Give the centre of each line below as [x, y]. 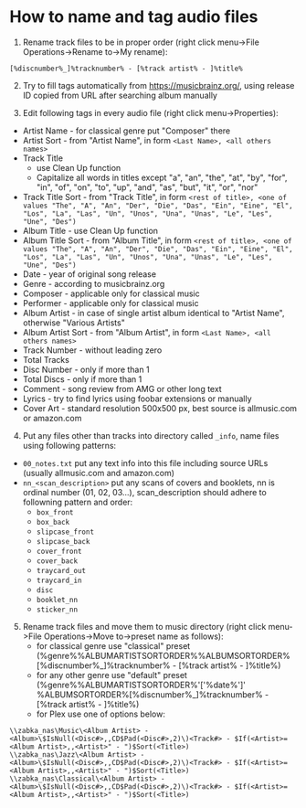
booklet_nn [57, 600]
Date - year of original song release [90, 274]
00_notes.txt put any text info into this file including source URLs [145, 462]
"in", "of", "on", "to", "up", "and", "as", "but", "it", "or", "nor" [147, 187]
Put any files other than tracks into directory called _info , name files [151, 435]
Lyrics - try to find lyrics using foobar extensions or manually [137, 399]
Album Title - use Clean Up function [90, 230]
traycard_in [59, 580]
